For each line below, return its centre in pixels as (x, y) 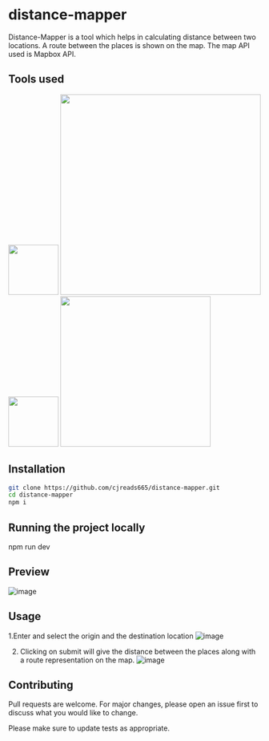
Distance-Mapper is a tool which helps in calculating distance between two (132, 37)
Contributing (41, 685)
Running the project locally (77, 527)
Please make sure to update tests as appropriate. (89, 728)
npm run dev (29, 547)
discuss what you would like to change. (73, 713)
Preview (29, 572)
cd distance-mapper (41, 495)
